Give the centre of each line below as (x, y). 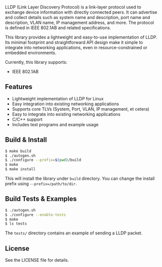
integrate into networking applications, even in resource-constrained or (76, 48)
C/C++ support (27, 119)
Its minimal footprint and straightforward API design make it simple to (74, 42)
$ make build (18, 151)
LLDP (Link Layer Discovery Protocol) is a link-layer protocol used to (73, 7)
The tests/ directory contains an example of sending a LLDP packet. (74, 233)
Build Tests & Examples (41, 199)
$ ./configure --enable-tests (36, 215)
